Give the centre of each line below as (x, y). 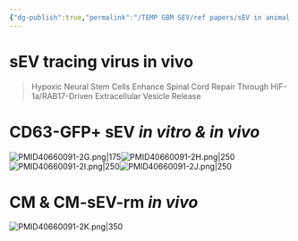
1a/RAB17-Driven (62, 96)
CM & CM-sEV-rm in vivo (104, 202)
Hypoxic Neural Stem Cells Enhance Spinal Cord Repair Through (150, 87)
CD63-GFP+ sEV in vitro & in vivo (135, 132)
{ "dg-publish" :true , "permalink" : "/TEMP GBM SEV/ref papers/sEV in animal (150, 17)
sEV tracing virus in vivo (102, 61)
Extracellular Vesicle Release (148, 96)
